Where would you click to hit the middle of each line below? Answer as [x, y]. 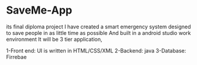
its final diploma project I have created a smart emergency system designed [98, 27]
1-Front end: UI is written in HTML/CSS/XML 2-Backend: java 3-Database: [96, 50]
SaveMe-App [39, 10]
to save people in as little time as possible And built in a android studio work [98, 32]
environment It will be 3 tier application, [54, 39]
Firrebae [17, 57]
